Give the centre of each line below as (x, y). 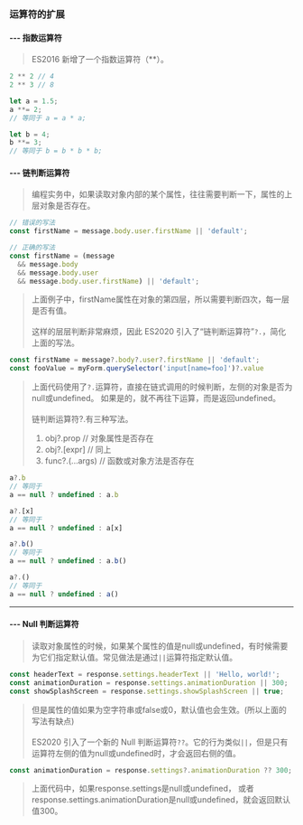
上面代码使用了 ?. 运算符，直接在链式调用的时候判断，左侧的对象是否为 (162, 387)
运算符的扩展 (37, 14)
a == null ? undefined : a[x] (66, 528)
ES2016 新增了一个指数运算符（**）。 (100, 60)
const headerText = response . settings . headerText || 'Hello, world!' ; (145, 674)
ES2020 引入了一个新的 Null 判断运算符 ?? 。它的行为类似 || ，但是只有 (160, 742)
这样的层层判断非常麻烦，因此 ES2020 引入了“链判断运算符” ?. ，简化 (159, 332)
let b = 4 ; (30, 134)
